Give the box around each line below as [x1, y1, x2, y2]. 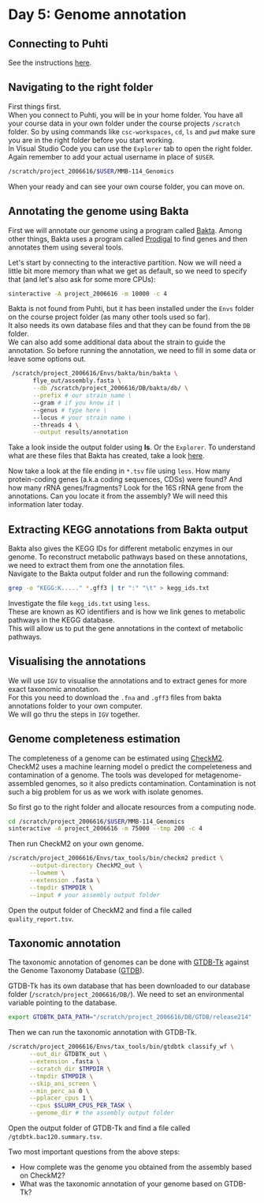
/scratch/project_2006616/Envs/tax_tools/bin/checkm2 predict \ [8, 855, 224, 863]
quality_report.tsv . [8, 914, 74, 923]
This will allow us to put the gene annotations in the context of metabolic [8, 623, 244, 633]
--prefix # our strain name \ [32, 392, 132, 400]
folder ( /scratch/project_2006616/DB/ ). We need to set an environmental [8, 990, 244, 999]
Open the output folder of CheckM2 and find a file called [8, 905, 192, 915]
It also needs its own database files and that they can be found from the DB [8, 321, 251, 330]
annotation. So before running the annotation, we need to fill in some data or [8, 346, 256, 355]
